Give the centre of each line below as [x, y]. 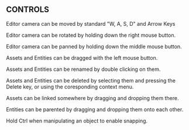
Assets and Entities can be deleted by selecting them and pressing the [91, 80]
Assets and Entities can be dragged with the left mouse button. [82, 57]
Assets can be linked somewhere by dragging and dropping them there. [92, 98]
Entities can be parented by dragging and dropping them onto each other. [95, 109]
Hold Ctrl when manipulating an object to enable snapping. [77, 121]
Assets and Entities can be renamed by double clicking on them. [83, 69]
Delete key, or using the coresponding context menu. [70, 87]
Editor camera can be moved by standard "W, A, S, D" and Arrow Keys [91, 23]
